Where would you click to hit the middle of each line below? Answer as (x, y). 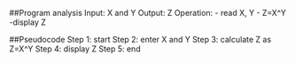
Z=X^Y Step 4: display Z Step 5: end (75, 49)
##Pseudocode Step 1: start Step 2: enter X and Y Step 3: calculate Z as (140, 39)
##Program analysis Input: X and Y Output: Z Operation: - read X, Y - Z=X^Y (147, 13)
